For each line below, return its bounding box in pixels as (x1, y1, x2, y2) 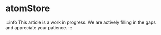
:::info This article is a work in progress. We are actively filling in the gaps (5, 19, 156, 25)
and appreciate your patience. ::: (5, 24, 73, 30)
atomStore (5, 3, 50, 14)
